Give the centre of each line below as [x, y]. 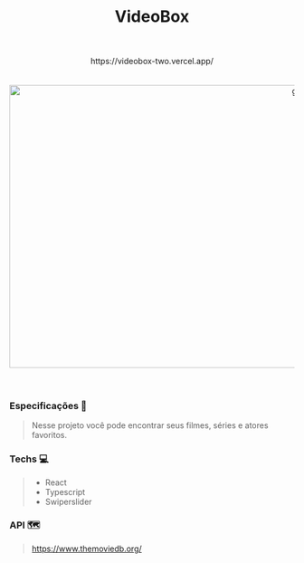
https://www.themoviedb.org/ [86, 549]
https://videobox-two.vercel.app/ [152, 61]
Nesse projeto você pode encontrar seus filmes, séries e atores [150, 425]
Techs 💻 [29, 459]
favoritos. [49, 435]
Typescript [65, 491]
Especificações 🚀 [48, 406]
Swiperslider [68, 501]
